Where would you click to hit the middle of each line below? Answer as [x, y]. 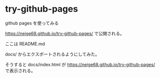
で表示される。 [20, 70]
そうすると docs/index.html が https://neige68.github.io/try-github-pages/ [80, 64]
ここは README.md [25, 44]
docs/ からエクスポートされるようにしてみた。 [52, 54]
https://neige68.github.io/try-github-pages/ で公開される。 [65, 33]
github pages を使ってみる [32, 23]
